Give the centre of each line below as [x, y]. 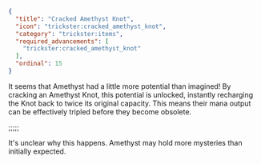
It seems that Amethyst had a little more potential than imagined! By [120, 86]
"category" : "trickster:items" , [70, 34]
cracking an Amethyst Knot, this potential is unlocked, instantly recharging [131, 94]
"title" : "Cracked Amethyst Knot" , [75, 19]
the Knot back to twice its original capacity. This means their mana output [130, 103]
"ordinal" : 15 [39, 64]
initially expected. [37, 151]
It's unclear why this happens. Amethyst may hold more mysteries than [125, 142]
